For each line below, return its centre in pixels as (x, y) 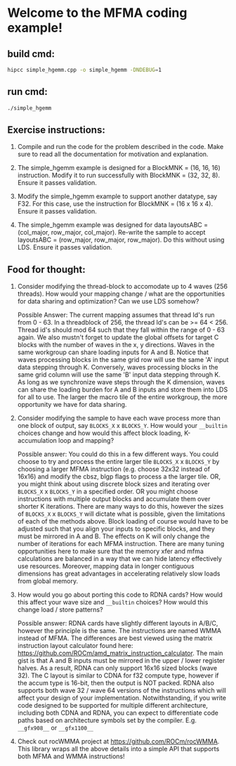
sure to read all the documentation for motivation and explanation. (113, 154)
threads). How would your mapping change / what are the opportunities (121, 294)
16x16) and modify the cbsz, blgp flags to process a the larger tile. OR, (119, 476)
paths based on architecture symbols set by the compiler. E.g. (107, 720)
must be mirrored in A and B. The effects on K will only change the (113, 536)
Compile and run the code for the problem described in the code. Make (120, 147)
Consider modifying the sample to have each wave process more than (119, 418)
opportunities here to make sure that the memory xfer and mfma (110, 551)
